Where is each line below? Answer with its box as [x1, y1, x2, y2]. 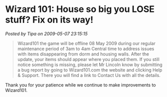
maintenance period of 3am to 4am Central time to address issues [17, 45, 154, 51]
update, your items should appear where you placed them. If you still [17, 56, 159, 62]
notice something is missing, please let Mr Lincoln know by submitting [17, 61, 163, 67]
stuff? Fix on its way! [5, 14, 94, 25]
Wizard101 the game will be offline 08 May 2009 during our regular [17, 40, 155, 46]
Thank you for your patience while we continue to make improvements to [5, 81, 156, 88]
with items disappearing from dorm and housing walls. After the [17, 51, 149, 57]
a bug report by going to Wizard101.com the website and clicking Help [17, 66, 162, 73]
